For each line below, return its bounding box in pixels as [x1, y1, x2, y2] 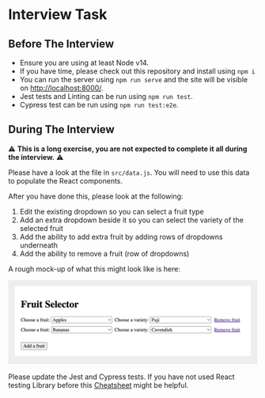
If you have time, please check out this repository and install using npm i [19, 66, 256, 76]
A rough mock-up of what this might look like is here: [8, 263, 180, 274]
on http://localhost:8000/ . [19, 83, 104, 93]
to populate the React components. [8, 176, 123, 185]
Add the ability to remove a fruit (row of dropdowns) [19, 248, 190, 258]
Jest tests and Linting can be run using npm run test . [19, 92, 194, 100]
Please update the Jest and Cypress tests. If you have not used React [8, 372, 235, 381]
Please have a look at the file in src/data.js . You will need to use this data [8, 168, 250, 177]
